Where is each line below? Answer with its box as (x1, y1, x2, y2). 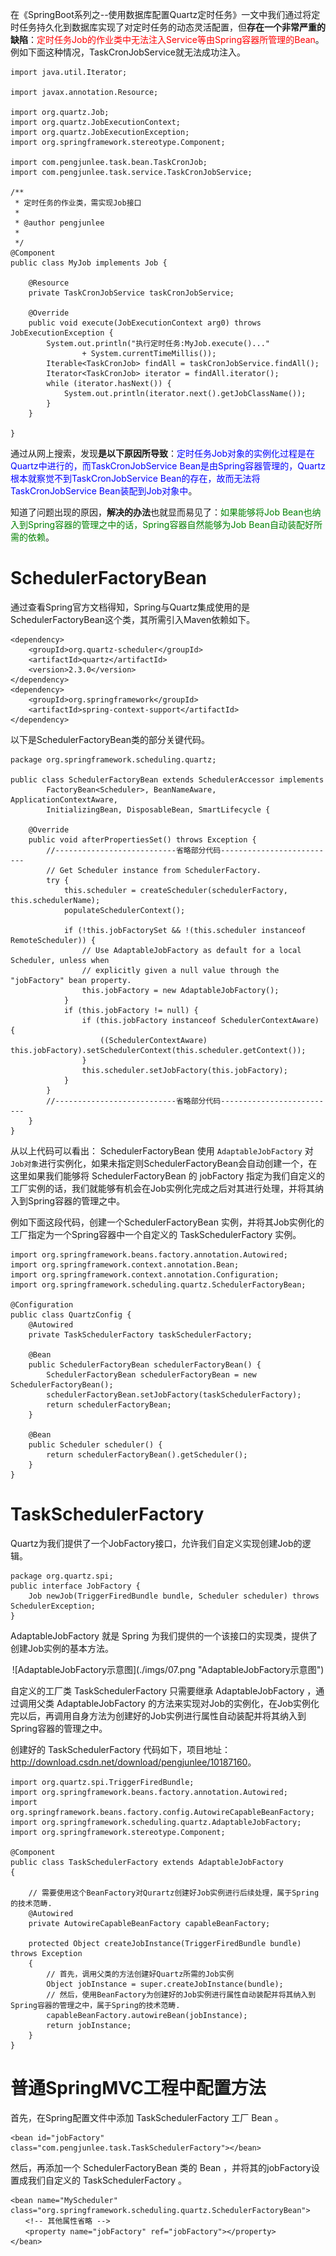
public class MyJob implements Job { (10, 258, 168, 268)
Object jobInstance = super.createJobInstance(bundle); (46, 1979, 284, 1989)
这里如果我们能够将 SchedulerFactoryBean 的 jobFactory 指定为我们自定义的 (10, 1169, 326, 1182)
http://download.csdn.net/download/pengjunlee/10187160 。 (10, 1756, 257, 1768)
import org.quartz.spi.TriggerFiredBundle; (10, 1777, 195, 1787)
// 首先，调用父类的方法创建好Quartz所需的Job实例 (46, 1969, 235, 1979)
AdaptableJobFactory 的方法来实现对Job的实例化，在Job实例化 (56, 1697, 320, 1709)
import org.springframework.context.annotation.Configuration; (10, 1269, 280, 1280)
